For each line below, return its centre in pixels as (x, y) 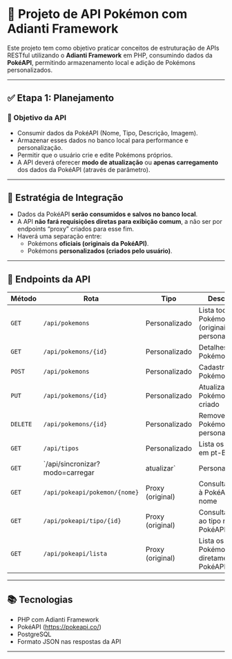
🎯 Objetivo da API (37, 118)
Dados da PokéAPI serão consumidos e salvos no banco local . (107, 214)
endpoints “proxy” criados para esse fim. (76, 229)
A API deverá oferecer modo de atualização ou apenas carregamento (118, 162)
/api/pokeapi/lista (75, 554)
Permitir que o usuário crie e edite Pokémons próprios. (95, 155)
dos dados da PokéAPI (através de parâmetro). (84, 169)
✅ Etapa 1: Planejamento (61, 98)
